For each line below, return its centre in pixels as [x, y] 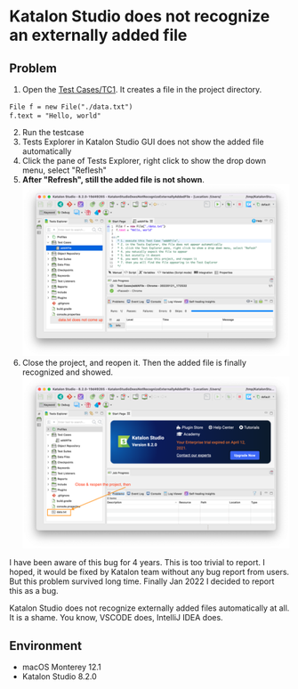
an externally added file [98, 35]
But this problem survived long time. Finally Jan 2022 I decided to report [142, 581]
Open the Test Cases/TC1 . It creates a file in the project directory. [142, 89]
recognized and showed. [68, 372]
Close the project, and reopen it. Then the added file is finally [134, 362]
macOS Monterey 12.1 [61, 667]
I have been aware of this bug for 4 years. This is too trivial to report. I [137, 563]
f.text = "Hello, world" [55, 116]
